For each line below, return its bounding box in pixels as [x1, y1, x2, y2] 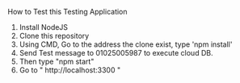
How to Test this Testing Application [7, 7, 128, 16]
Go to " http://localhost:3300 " [19, 65, 121, 75]
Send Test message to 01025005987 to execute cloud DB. [19, 48, 213, 57]
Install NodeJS [19, 23, 69, 31]
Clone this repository [19, 31, 90, 40]
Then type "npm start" [19, 56, 95, 66]
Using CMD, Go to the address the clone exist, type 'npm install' [19, 39, 233, 49]
